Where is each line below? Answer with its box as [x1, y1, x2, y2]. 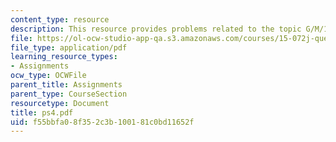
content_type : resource [10, 14, 110, 25]
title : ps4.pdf [10, 107, 74, 118]
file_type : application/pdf [10, 42, 128, 53]
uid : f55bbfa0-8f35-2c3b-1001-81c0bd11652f [10, 117, 195, 127]
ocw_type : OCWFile [10, 71, 87, 81]
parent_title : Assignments [10, 80, 123, 90]
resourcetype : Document [10, 98, 110, 108]
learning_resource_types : [10, 52, 118, 62]
